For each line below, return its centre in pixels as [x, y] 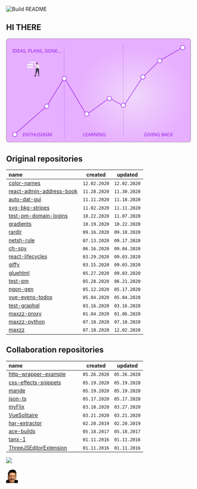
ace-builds [22, 432]
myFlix [16, 407]
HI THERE [24, 27]
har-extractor [25, 423]
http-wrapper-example [37, 374]
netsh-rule [22, 240]
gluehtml [19, 273]
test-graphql [24, 305]
